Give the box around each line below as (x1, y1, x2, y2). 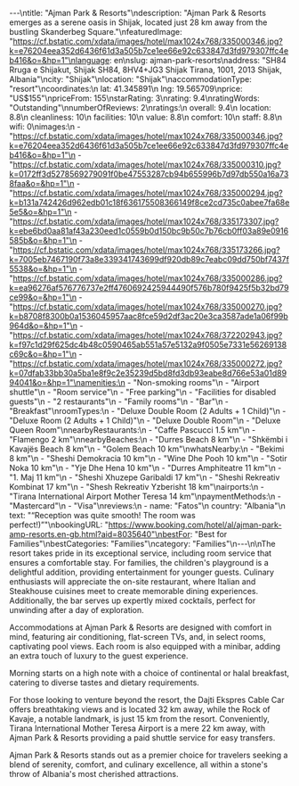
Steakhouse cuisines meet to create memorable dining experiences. (9, 586, 259, 596)
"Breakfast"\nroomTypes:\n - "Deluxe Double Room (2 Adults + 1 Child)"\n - (9, 406, 287, 416)
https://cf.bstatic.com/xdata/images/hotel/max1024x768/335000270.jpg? (12, 302, 283, 311)
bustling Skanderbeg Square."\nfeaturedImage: (9, 27, 182, 37)
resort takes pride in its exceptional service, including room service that (9, 548, 272, 558)
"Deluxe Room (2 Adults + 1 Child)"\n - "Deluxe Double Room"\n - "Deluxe (9, 415, 281, 426)
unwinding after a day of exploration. (9, 605, 144, 615)
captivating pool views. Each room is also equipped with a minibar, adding (9, 641, 281, 651)
